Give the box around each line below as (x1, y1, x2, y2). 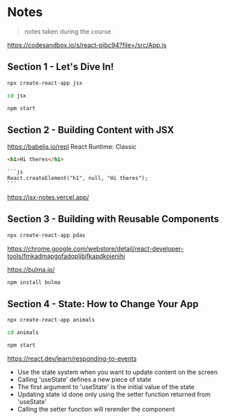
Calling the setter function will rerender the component (17, 405, 176, 414)
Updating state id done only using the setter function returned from (17, 390, 211, 398)
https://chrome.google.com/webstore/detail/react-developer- (7, 244, 184, 253)
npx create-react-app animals (7, 317, 96, 324)
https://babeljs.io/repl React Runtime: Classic (7, 142, 137, 151)
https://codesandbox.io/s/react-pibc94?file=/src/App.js (7, 40, 167, 49)
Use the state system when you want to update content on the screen (17, 368, 218, 377)
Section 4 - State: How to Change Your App (7, 298, 199, 310)
